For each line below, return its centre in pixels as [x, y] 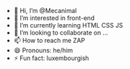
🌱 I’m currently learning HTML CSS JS [68, 25]
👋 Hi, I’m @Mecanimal [45, 11]
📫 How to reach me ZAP [49, 40]
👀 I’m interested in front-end [54, 18]
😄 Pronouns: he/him [43, 50]
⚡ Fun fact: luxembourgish [51, 58]
